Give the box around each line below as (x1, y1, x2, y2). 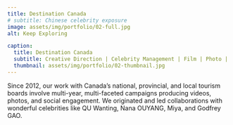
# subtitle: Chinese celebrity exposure (7, 17, 128, 24)
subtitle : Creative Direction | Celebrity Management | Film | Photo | (13, 55, 229, 63)
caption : (7, 43, 33, 50)
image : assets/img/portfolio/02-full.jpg (7, 23, 131, 30)
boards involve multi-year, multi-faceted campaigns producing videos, (7, 88, 212, 97)
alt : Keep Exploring (7, 29, 68, 37)
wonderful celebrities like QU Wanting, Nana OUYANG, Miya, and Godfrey (7, 103, 222, 112)
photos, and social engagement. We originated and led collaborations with (7, 96, 223, 105)
